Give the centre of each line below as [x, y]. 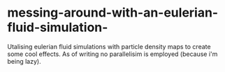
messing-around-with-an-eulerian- [113, 13]
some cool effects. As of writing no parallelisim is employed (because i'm [112, 54]
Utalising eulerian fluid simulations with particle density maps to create [109, 46]
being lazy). [24, 61]
